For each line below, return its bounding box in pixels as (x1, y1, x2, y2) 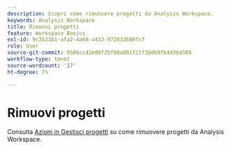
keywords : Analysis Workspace (7, 17, 96, 24)
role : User (7, 43, 39, 50)
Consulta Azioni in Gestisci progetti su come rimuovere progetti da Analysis (7, 128, 225, 136)
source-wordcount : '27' (7, 62, 77, 69)
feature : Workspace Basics (7, 29, 86, 37)
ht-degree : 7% (7, 68, 49, 75)
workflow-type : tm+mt (7, 56, 70, 63)
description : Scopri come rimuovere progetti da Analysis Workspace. (7, 10, 214, 17)
